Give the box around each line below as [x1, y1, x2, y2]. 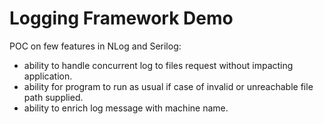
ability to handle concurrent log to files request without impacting [23, 59, 294, 71]
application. [23, 70, 73, 82]
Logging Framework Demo [9, 7, 234, 30]
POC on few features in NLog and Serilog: [9, 40, 182, 52]
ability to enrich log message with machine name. [23, 102, 229, 114]
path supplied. [23, 91, 84, 103]
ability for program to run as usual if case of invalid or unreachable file [23, 80, 314, 92]
